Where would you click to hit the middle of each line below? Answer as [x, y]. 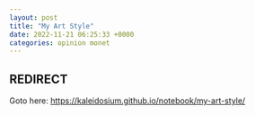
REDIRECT [39, 79]
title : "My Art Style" [52, 26]
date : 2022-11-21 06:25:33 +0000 [72, 34]
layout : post [34, 18]
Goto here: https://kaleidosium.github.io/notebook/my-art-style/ [127, 101]
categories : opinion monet [60, 43]
